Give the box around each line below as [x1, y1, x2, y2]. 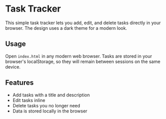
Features [5, 79, 34, 87]
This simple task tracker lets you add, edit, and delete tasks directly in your [5, 20, 161, 26]
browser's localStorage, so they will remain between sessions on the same [5, 58, 160, 65]
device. [5, 64, 21, 70]
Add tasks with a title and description [12, 92, 90, 98]
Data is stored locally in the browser [12, 108, 87, 114]
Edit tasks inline [12, 97, 45, 103]
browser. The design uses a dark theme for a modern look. [5, 25, 127, 31]
